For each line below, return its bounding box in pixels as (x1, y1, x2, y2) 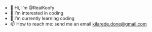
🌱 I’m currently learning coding (10, 15, 75, 21)
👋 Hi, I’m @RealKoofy (10, 5, 55, 10)
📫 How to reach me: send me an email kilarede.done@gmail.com (10, 21, 147, 27)
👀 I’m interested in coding (10, 10, 64, 16)
